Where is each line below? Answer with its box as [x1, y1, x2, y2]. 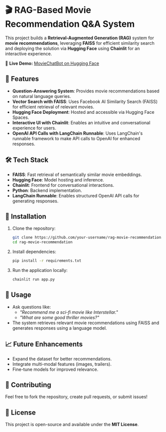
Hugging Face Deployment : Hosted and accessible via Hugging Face [12, 109, 155, 115]
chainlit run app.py [12, 277, 55, 282]
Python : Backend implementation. [12, 187, 82, 193]
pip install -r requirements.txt [12, 259, 82, 263]
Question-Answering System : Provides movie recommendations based [12, 88, 160, 94]
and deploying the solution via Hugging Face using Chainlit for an [5, 45, 140, 51]
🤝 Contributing [5, 380, 52, 389]
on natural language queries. [12, 93, 71, 99]
